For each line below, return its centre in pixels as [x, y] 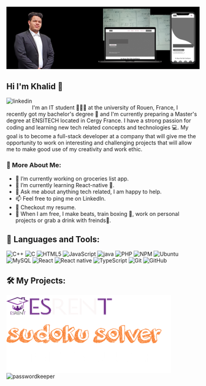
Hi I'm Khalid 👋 [35, 86]
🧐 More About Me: [34, 165]
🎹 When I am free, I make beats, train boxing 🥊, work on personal [97, 213]
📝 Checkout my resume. [46, 207]
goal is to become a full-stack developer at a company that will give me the [101, 136]
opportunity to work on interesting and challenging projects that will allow [99, 143]
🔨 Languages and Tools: [53, 239]
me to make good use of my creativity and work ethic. [74, 149]
